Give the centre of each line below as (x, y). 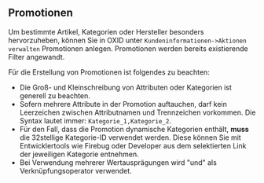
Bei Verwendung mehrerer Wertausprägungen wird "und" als (118, 162)
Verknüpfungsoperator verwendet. (75, 170)
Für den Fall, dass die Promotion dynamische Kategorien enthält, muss (134, 129)
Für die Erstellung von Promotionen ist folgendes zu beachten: (109, 72)
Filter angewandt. (37, 57)
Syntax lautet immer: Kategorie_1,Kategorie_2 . (95, 120)
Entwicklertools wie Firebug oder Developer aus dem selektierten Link (133, 145)
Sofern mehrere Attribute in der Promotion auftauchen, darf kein (123, 104)
